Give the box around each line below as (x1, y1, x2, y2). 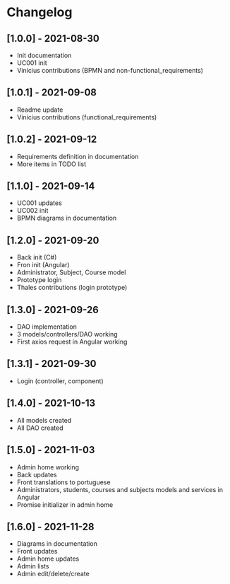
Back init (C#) (16, 253, 57, 262)
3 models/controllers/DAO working (16, 330, 118, 339)
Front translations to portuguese (16, 478, 111, 486)
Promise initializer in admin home (16, 500, 114, 509)
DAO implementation (16, 322, 77, 331)
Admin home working (16, 462, 79, 471)
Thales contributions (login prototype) (16, 284, 128, 292)
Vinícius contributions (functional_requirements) (16, 112, 157, 121)
